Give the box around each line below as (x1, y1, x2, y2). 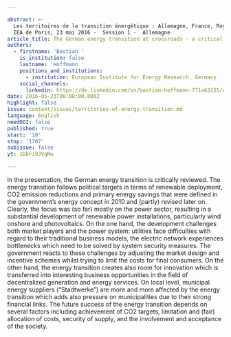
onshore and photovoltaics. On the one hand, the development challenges (7, 220, 217, 227)
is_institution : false (19, 54, 85, 62)
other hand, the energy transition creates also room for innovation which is (7, 263, 219, 272)
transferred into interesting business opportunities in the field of (7, 271, 188, 279)
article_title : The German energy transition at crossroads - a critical (7, 35, 223, 42)
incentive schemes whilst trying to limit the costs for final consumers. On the (7, 256, 224, 264)
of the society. (7, 322, 48, 330)
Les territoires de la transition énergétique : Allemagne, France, (13, 22, 214, 30)
